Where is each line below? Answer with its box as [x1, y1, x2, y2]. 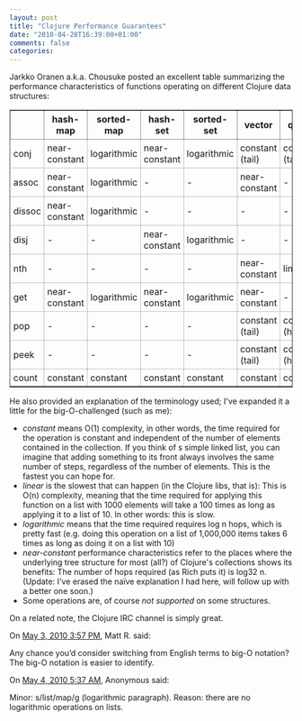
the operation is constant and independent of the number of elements [22, 433, 281, 443]
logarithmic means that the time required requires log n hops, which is [22, 519, 282, 530]
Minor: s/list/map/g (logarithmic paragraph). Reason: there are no [9, 692, 252, 703]
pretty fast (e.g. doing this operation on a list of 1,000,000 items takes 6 [22, 528, 288, 539]
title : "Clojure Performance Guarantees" [9, 22, 167, 31]
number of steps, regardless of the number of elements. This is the [22, 461, 271, 472]
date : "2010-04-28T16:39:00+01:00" [9, 30, 143, 39]
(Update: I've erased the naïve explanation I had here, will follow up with [22, 576, 289, 587]
